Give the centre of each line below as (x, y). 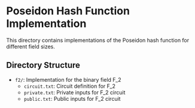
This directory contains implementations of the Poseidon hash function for (98, 40)
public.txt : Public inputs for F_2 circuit (72, 98)
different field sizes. (31, 47)
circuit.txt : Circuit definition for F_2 (69, 86)
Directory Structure (43, 65)
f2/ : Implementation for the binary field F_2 (68, 79)
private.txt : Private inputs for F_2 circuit (74, 92)
